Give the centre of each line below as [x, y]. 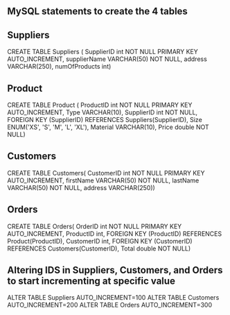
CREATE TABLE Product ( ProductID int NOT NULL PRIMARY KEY [100, 105]
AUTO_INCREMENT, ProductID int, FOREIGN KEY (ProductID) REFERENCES [115, 233]
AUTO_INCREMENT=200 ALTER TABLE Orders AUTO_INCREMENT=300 [110, 305]
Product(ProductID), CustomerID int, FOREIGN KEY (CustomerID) [100, 241]
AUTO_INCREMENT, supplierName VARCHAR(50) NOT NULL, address [107, 59]
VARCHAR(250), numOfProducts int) [59, 67]
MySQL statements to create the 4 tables [98, 11]
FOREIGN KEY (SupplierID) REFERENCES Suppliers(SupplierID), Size [105, 120]
